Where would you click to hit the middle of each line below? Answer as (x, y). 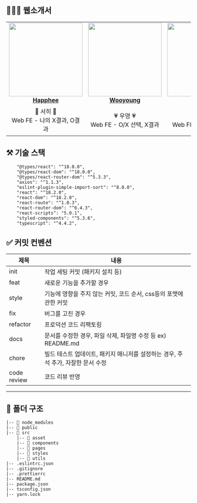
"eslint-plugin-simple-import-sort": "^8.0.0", (76, 187)
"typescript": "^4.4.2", (47, 223)
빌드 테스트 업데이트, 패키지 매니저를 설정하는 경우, (110, 354)
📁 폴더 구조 (25, 409)
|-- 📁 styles (33, 454)
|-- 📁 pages (31, 448)
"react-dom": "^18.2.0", (47, 198)
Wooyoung (125, 100)
